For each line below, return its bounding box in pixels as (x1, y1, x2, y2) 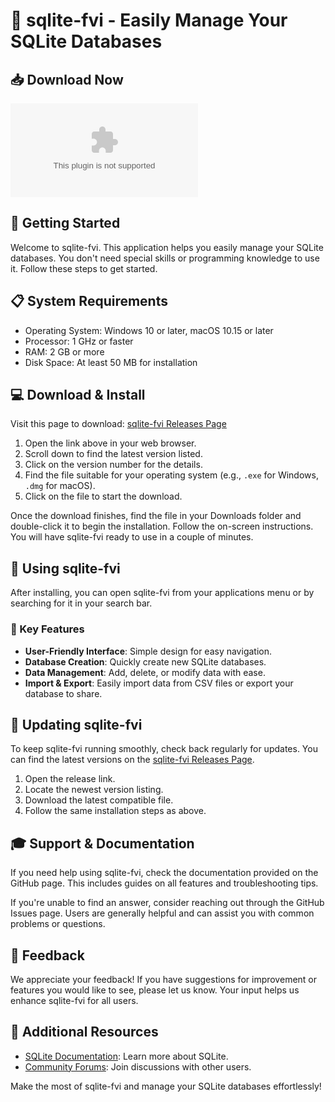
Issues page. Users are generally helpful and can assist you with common (10, 907, 315, 919)
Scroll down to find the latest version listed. (24, 448, 203, 460)
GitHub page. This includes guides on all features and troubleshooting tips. (10, 877, 319, 889)
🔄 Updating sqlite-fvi (10, 716, 143, 733)
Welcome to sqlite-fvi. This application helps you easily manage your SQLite (10, 241, 324, 253)
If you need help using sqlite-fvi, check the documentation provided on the (10, 867, 319, 879)
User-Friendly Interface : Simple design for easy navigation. (24, 645, 272, 657)
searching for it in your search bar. (10, 597, 153, 609)
